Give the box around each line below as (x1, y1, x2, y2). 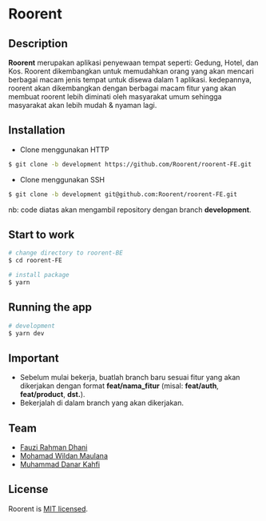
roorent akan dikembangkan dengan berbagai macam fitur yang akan (8, 83, 236, 93)
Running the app (8, 301, 92, 315)
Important (8, 351, 59, 365)
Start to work (8, 227, 75, 241)
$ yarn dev (8, 329, 45, 337)
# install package (8, 271, 69, 279)
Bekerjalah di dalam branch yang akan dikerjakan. (19, 398, 184, 408)
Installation (8, 123, 66, 137)
